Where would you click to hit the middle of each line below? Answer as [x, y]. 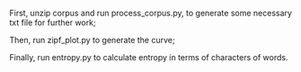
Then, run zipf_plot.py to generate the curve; [92, 40]
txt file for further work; [53, 22]
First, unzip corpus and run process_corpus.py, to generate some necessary [150, 13]
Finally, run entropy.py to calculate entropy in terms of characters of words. [149, 57]
